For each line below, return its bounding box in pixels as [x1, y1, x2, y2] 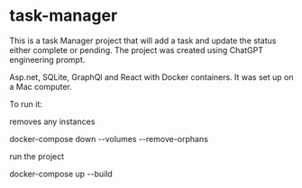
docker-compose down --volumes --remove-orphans [9, 133, 209, 144]
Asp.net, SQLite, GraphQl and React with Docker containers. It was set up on [9, 71, 294, 82]
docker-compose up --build [9, 168, 113, 179]
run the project [9, 150, 65, 162]
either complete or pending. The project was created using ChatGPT [9, 44, 264, 55]
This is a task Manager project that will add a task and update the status [9, 35, 277, 46]
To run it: [9, 98, 43, 109]
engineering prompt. [9, 54, 86, 65]
